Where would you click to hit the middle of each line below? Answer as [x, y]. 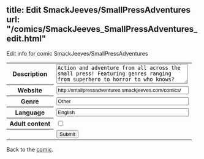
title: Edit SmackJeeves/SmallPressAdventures [99, 10]
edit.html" [26, 39]
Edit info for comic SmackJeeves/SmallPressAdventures [77, 53]
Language [30, 113]
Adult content [30, 124]
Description [30, 74]
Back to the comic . [30, 149]
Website [30, 91]
